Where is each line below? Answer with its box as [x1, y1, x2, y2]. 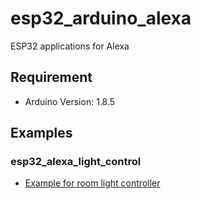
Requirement [10, 69, 93, 86]
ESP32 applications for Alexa [10, 40, 130, 52]
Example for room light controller [24, 177, 161, 189]
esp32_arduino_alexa [10, 7, 192, 30]
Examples [10, 125, 73, 142]
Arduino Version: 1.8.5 [24, 95, 116, 107]
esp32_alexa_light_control [10, 155, 142, 169]
